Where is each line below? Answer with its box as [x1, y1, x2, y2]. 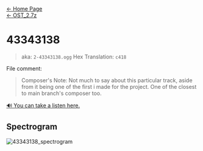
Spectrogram [6, 122, 58, 132]
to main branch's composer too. [21, 90, 102, 97]
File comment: [6, 65, 43, 72]
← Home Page [6, 5, 43, 12]
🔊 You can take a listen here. [6, 102, 80, 109]
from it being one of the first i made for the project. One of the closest [21, 83, 197, 90]
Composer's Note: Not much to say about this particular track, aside [21, 76, 193, 84]
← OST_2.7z [6, 12, 37, 19]
